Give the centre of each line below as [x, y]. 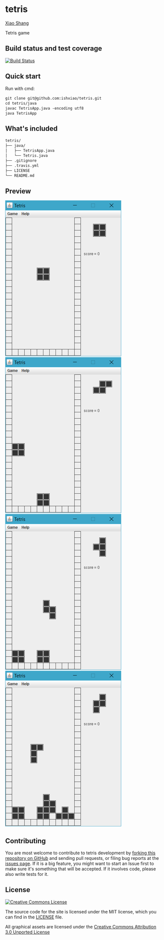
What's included [31, 128]
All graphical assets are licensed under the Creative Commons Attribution [81, 926]
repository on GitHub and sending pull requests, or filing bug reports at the [82, 858]
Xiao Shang [17, 23]
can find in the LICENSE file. [34, 917]
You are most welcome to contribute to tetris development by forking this [80, 853]
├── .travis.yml [22, 166]
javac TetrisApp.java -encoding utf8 [44, 108]
